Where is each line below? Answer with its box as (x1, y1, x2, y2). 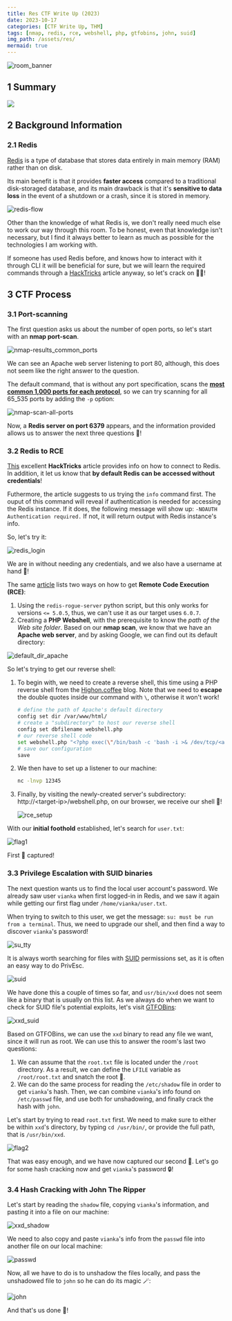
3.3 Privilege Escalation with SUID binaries (7, 869, 153, 878)
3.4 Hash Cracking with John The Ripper (7, 1185, 146, 1194)
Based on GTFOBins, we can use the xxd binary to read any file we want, (7, 1029, 213, 1038)
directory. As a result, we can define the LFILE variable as (17, 1065, 181, 1074)
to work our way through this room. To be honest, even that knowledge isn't (7, 226, 223, 234)
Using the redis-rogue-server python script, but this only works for (17, 601, 209, 610)
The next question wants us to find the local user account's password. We (7, 884, 218, 892)
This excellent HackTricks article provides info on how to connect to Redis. (7, 462, 221, 470)
